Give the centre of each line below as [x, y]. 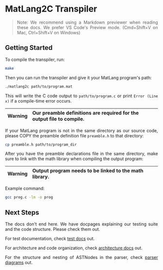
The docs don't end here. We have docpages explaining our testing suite [81, 224]
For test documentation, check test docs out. [50, 239]
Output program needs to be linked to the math [88, 171]
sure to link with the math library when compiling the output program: [74, 159]
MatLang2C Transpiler [51, 9]
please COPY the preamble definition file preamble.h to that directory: [74, 135]
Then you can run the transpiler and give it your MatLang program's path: [78, 77]
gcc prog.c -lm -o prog [29, 197]
